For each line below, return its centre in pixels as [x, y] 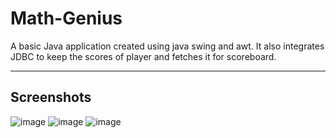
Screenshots [51, 97]
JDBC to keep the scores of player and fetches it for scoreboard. [143, 56]
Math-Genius [66, 18]
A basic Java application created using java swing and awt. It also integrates [167, 46]
